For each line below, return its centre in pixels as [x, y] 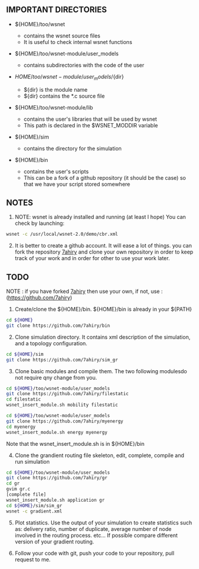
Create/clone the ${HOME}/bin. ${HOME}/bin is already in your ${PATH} [103, 309]
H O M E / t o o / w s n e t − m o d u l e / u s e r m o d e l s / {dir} [69, 77]
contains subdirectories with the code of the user [84, 65]
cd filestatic [24, 399]
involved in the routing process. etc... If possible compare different [96, 535]
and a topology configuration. [51, 343]
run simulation [32, 461]
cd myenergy [21, 427]
